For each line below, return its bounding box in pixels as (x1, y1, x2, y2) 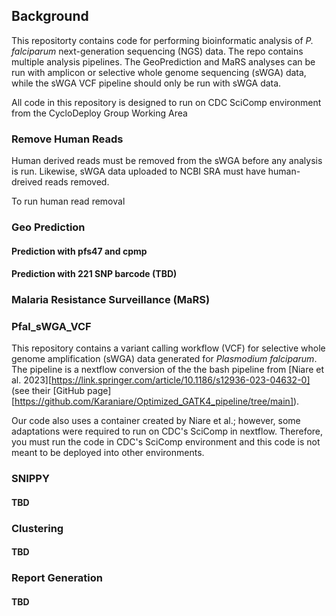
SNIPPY (11, 472, 50, 486)
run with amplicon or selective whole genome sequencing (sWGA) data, (11, 66, 307, 78)
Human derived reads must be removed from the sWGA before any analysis (11, 155, 323, 167)
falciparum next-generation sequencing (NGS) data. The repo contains (11, 45, 304, 57)
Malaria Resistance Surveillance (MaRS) (11, 293, 211, 307)
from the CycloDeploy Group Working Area (11, 107, 188, 119)
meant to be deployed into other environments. (11, 447, 205, 459)
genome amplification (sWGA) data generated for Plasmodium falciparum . (11, 353, 318, 365)
